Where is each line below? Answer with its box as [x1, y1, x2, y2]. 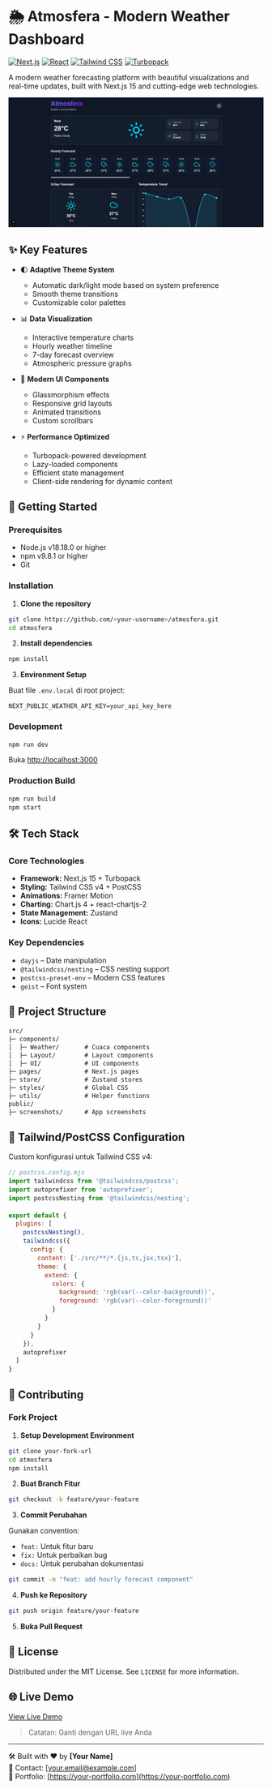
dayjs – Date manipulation [19, 955, 107, 965]
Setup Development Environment [19, 1430, 135, 1440]
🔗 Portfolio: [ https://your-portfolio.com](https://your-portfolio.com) [8, 1771, 231, 1781]
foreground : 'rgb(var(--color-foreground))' [59, 1297, 212, 1305]
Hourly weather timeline [32, 341, 113, 350]
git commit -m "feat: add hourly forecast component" [8, 1576, 194, 1584]
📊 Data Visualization [19, 314, 93, 324]
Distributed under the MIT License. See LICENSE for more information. [8, 1667, 239, 1676]
